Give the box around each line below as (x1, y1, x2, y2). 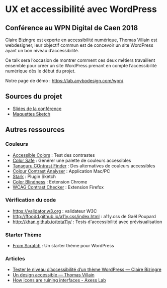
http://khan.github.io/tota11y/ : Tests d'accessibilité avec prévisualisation (12, 219, 162, 225)
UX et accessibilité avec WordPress (5, 4, 157, 15)
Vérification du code (5, 197, 56, 204)
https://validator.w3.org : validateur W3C (12, 208, 97, 214)
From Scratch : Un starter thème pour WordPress (12, 243, 114, 249)
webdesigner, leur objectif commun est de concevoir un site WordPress (5, 42, 153, 48)
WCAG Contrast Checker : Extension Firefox (12, 184, 104, 190)
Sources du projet (5, 92, 62, 101)
